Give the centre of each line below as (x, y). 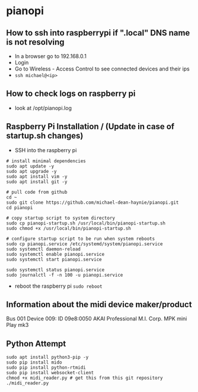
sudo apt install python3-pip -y (47, 357)
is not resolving (35, 42)
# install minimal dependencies (46, 161)
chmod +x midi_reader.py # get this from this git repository (84, 378)
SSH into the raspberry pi (46, 150)
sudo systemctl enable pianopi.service (55, 254)
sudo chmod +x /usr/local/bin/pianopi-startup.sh (69, 228)
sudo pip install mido (34, 362)
